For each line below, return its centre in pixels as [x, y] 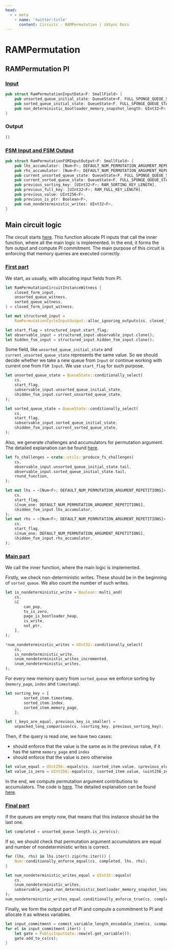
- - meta [19, 15]
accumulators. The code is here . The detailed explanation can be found [81, 787]
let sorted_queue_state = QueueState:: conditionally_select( [72, 409]
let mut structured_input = [35, 316]
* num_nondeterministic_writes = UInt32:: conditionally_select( [74, 645]
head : [11, 10]
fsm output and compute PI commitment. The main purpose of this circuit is [85, 248]
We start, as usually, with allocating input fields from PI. [64, 278]
